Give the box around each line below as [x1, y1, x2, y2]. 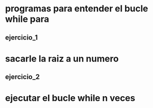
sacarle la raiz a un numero [5, 53, 119, 64]
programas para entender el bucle [5, 3, 149, 14]
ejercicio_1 [5, 33, 38, 42]
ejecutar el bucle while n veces [5, 93, 136, 104]
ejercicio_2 [5, 73, 40, 81]
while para [5, 13, 50, 25]
